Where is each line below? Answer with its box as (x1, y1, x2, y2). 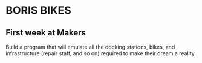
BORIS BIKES (5, 4, 72, 17)
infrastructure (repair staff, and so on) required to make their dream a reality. (5, 50, 196, 57)
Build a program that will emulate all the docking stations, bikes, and (5, 43, 175, 50)
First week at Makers (5, 28, 86, 38)
